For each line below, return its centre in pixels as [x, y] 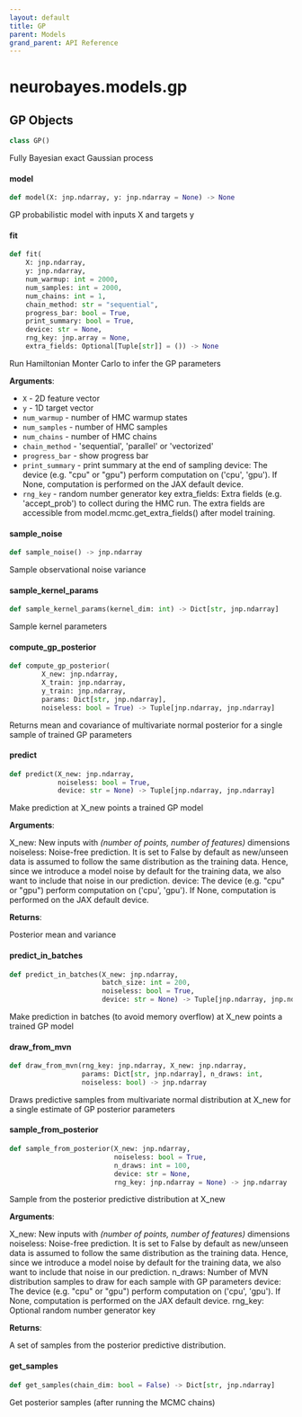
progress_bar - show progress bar [85, 456]
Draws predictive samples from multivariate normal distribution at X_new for [150, 1099]
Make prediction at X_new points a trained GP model [107, 808]
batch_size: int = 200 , [147, 983]
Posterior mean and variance [63, 934]
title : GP [28, 26]
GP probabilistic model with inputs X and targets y [102, 215]
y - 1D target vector [58, 407]
